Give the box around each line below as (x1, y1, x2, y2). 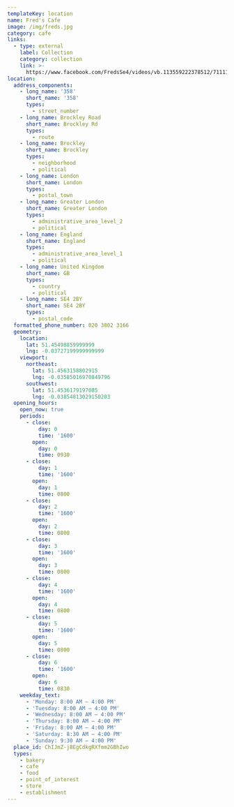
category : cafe (7, 29, 52, 37)
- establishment (19, 789, 68, 796)
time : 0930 (38, 452, 70, 459)
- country (32, 283, 61, 290)
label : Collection (19, 50, 73, 57)
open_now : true (19, 406, 64, 413)
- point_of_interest (19, 776, 79, 783)
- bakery (19, 757, 45, 764)
